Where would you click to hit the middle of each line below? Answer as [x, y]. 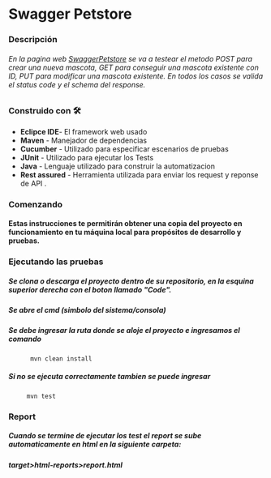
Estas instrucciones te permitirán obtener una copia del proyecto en [125, 224]
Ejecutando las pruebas [56, 262]
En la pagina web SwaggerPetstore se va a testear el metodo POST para [131, 58]
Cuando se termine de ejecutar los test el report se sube [105, 436]
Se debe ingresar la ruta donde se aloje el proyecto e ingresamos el [125, 331]
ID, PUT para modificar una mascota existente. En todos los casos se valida [136, 76]
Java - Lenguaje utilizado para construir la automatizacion [118, 166]
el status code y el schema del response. [77, 84]
